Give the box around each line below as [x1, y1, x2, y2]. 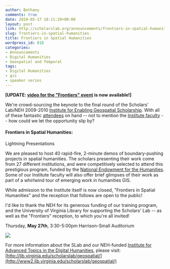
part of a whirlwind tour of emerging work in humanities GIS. [5, 177, 132, 183]
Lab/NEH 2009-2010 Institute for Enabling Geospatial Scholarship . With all [5, 107, 160, 113]
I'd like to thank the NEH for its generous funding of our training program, [5, 202, 158, 208]
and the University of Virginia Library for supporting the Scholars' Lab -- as [5, 207, 162, 213]
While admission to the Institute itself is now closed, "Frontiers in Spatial [5, 187, 155, 193]
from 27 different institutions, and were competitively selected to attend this [5, 161, 163, 167]
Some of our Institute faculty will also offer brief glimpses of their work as [5, 171, 158, 177]
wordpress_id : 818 [5, 40, 44, 46]
